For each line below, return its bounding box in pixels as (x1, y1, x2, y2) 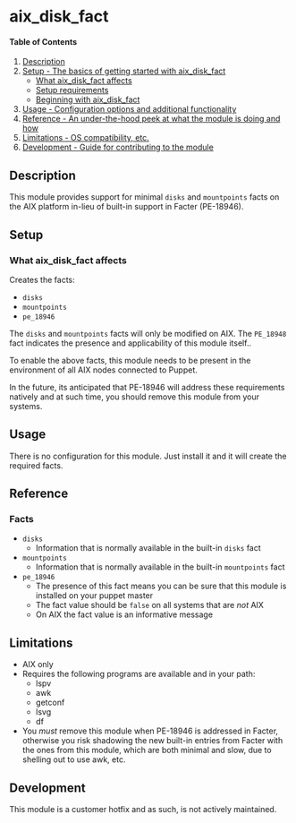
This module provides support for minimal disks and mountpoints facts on (9, 192, 280, 202)
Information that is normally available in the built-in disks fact (35, 543, 261, 553)
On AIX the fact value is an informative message (35, 609, 213, 620)
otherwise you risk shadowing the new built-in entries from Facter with (21, 735, 283, 746)
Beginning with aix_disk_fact (35, 94, 140, 105)
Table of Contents (9, 36, 78, 47)
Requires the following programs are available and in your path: (21, 669, 256, 680)
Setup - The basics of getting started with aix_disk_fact (21, 65, 226, 77)
